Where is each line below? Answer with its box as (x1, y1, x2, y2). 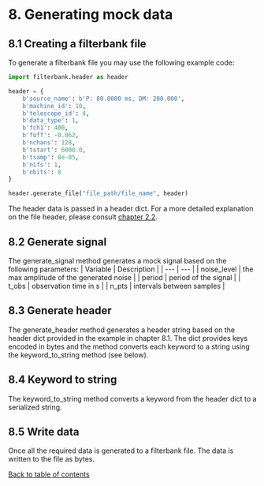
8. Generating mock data (8, 6, 173, 24)
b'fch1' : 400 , (22, 124, 69, 132)
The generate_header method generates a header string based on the (8, 325, 236, 335)
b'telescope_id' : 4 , (22, 109, 90, 118)
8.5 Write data (8, 424, 80, 439)
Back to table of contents (8, 469, 90, 479)
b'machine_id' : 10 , (22, 102, 87, 110)
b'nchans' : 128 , (22, 139, 76, 147)
